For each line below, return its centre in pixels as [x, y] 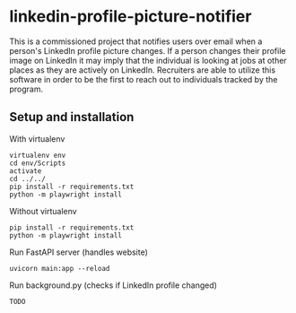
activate [26, 171]
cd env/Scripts [38, 163]
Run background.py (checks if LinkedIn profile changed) [113, 285]
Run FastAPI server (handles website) [78, 252]
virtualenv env [38, 155]
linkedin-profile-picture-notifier [131, 17]
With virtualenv [37, 139]
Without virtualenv [44, 211]
